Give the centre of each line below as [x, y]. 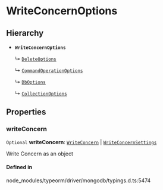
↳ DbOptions [30, 82]
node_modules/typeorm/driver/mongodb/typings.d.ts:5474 [79, 180]
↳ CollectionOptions [41, 93]
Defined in [19, 167]
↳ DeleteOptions [35, 59]
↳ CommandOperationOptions [49, 70]
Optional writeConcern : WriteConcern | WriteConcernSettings [81, 142]
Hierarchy [25, 33]
